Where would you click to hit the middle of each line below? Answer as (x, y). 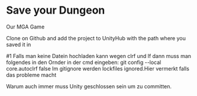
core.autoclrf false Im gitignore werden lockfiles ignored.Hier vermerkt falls (98, 68)
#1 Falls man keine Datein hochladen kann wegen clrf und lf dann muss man (98, 56)
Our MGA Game (25, 27)
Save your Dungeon (56, 10)
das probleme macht (31, 75)
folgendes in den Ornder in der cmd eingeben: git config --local (84, 62)
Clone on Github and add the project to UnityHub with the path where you (96, 38)
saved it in (19, 44)
